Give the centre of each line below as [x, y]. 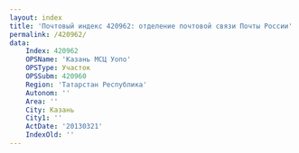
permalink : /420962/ [48, 34]
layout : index [36, 18]
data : [19, 43]
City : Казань [50, 110]
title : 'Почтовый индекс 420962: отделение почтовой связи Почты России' [151, 26]
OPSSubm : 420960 [56, 76]
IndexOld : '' [50, 135]
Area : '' [42, 101]
